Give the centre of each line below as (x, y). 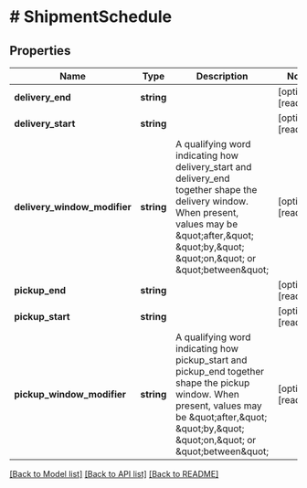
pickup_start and (211, 360)
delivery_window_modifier (73, 207)
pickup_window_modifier (70, 394)
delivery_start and (213, 167)
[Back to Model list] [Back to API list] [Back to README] (114, 474)
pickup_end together (220, 371)
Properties (40, 51)
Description (222, 76)
